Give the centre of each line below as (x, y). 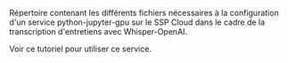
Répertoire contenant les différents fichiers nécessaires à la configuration (144, 13)
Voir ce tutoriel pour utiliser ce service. (80, 49)
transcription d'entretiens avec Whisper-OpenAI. (99, 31)
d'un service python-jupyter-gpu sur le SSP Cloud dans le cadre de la (137, 22)
